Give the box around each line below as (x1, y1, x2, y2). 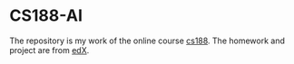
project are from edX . (9, 44, 90, 55)
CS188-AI (9, 5, 83, 26)
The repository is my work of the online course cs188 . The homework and (9, 35, 286, 46)
